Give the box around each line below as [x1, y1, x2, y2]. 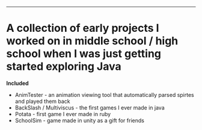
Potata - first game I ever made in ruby [14, 110, 111, 117]
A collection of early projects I [6, 22, 159, 35]
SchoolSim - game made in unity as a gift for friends [14, 117, 144, 124]
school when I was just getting [6, 47, 161, 61]
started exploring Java [6, 60, 121, 73]
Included [6, 79, 29, 87]
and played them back [14, 97, 70, 105]
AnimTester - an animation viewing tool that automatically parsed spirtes [14, 91, 194, 98]
